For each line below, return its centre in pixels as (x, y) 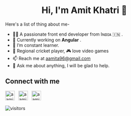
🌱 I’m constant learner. (36, 45)
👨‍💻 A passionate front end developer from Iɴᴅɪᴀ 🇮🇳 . (68, 34)
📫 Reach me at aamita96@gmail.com (51, 58)
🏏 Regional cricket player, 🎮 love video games (60, 51)
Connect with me (33, 82)
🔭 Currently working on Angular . (47, 40)
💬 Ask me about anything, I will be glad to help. (61, 65)
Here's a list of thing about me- (37, 24)
